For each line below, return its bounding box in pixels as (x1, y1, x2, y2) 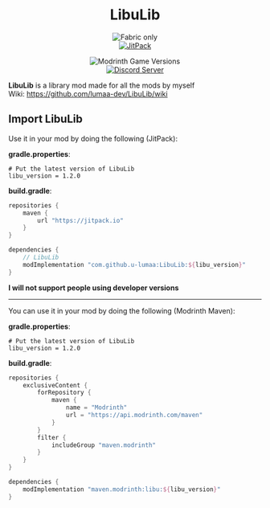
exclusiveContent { (22, 381, 88, 389)
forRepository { (37, 388, 92, 397)
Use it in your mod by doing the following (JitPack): (8, 133, 178, 143)
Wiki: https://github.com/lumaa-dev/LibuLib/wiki (8, 88, 168, 98)
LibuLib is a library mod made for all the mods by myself (8, 80, 195, 90)
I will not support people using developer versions (8, 283, 179, 293)
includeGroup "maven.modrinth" (51, 440, 157, 449)
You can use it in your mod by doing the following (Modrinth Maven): (8, 305, 235, 315)
